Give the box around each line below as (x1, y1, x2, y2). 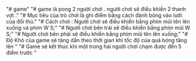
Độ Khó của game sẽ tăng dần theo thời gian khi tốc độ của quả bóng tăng (6, 37, 187, 43)
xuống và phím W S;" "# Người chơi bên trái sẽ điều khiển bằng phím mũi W (6, 24, 191, 31)
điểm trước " (6, 49, 37, 56)
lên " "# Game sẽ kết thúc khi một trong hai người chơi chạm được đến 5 (6, 43, 182, 50)
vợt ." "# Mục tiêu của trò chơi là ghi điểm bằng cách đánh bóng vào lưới (6, 12, 182, 19)
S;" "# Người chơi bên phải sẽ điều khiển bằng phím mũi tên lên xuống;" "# (6, 30, 188, 38)
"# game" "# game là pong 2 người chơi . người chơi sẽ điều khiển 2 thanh (6, 6, 187, 12)
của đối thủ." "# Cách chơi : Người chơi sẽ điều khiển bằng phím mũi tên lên (6, 18, 190, 25)
